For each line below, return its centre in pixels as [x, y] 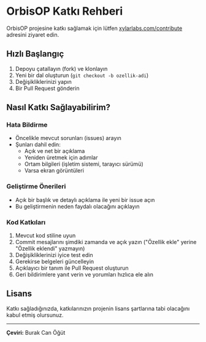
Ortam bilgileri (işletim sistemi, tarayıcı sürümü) [84, 164]
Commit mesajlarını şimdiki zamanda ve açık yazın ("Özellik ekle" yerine [106, 242]
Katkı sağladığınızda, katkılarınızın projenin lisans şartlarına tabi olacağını [98, 308]
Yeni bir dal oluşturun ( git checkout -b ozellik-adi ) [82, 75]
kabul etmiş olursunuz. [35, 315]
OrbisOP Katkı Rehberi [65, 11]
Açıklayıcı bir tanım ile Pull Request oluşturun [72, 268]
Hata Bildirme [27, 125]
